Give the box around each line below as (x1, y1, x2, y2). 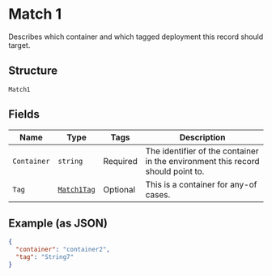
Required (103, 155, 138, 166)
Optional (103, 183, 136, 195)
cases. (145, 188, 171, 200)
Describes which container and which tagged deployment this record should (8, 32, 264, 41)
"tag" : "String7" (15, 253, 74, 261)
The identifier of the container (145, 145, 259, 157)
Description (179, 132, 226, 143)
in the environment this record (145, 155, 260, 166)
